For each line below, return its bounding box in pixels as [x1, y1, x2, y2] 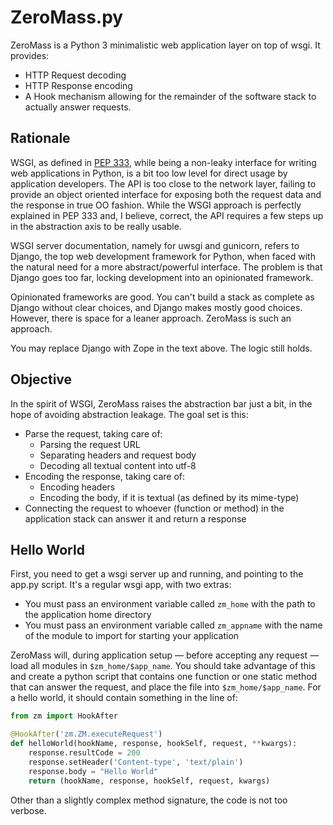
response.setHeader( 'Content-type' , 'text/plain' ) [28, 757, 244, 767]
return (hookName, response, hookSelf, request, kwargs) [28, 776, 271, 786]
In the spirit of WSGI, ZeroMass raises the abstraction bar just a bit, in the [10, 397, 313, 410]
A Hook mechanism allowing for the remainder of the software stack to [24, 90, 317, 102]
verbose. [10, 804, 47, 816]
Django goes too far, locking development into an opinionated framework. [10, 271, 314, 283]
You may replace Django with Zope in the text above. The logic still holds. [10, 342, 313, 354]
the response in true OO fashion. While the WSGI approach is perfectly [10, 199, 302, 211]
